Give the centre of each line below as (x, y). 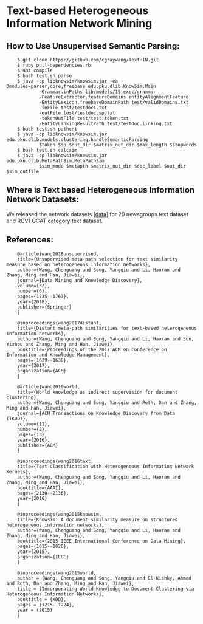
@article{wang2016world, (49, 386)
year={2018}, (34, 301)
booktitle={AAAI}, (40, 488)
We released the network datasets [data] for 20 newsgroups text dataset (97, 214)
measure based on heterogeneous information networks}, (78, 264)
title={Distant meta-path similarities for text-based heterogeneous (107, 328)
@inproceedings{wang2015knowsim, (60, 514)
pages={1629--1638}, (43, 360)
